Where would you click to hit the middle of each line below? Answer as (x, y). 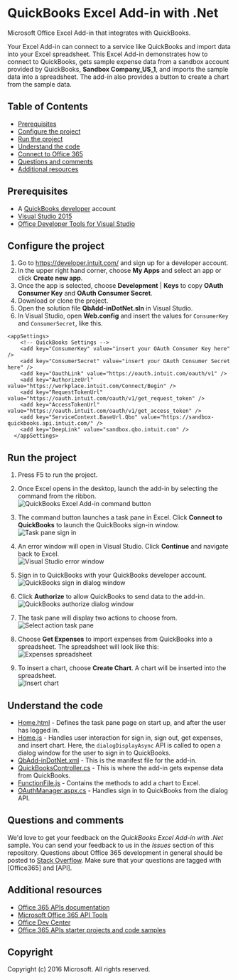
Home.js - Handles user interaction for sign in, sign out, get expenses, (120, 738)
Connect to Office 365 (50, 154)
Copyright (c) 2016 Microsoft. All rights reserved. (79, 969)
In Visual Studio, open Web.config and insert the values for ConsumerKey (123, 316)
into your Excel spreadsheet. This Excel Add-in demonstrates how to (108, 54)
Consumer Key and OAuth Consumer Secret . (85, 294)
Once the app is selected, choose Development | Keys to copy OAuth (120, 286)
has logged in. (38, 730)
